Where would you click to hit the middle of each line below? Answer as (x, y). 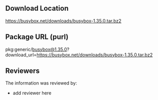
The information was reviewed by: (41, 83)
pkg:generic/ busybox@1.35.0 (36, 49)
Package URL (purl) (37, 37)
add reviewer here (32, 93)
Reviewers (23, 71)
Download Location (37, 8)
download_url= (21, 55)
